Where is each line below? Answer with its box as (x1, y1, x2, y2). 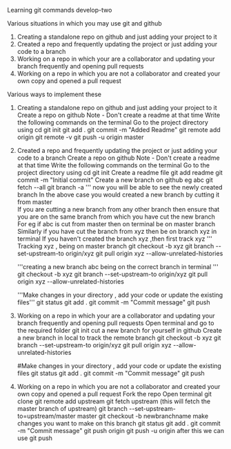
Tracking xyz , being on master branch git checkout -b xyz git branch (17, 242, 214, 250)
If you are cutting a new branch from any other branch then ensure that (17, 205, 220, 213)
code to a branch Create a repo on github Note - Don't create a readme (17, 154, 220, 162)
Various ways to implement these (7, 90, 102, 98)
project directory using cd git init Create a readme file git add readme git (17, 169, 223, 176)
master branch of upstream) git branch (17, 405, 128, 412)
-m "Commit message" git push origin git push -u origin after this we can (17, 427, 224, 434)
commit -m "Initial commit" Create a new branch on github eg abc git (17, 176, 214, 184)
